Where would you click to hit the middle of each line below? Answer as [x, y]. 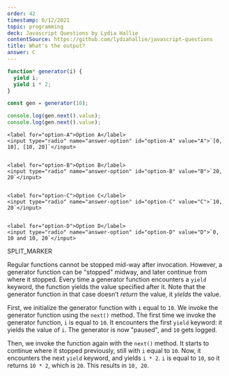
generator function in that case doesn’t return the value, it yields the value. [114, 294]
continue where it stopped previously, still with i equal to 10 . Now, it [104, 351]
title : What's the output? [46, 46]
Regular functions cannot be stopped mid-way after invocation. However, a [115, 264]
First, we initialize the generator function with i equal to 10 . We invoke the [113, 308]
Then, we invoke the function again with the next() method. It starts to [108, 343]
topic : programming [35, 26]
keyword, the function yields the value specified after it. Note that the [106, 287]
